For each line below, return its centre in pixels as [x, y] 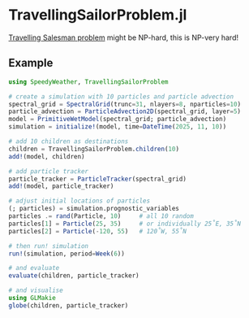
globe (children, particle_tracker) [69, 305]
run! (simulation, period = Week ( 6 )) [67, 254]
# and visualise [36, 290]
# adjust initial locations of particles [79, 201]
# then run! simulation [49, 246]
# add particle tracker [49, 171]
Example [31, 63]
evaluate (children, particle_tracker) [74, 276]
